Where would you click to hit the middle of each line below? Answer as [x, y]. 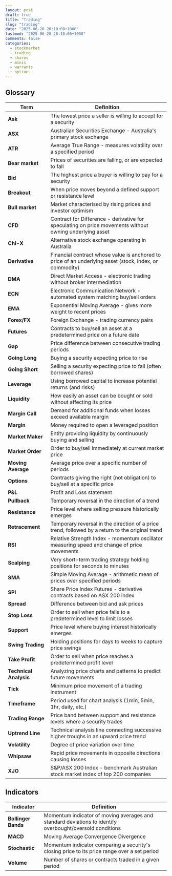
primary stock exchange [80, 137]
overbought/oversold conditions [82, 828]
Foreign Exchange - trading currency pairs [102, 320]
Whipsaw [20, 756]
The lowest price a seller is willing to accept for [107, 116]
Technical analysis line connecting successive [106, 729]
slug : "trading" [23, 24]
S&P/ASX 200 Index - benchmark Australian [104, 767]
